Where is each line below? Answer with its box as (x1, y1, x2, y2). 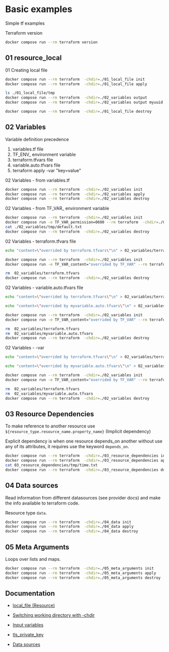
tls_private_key (12, 632, 44, 638)
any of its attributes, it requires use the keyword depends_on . (5, 444, 129, 450)
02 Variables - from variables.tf (5, 177, 70, 183)
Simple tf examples (5, 20, 45, 26)
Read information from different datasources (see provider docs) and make (5, 494, 161, 500)
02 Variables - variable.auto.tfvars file (5, 284, 83, 291)
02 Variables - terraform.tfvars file (5, 238, 76, 244)
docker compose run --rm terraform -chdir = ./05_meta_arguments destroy (5, 575, 161, 580)
